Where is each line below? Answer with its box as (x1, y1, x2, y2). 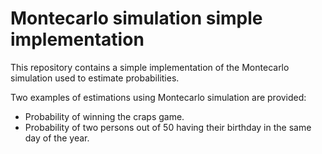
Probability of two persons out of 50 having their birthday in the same (24, 121, 312, 133)
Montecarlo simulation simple (10, 7, 263, 30)
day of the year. (24, 132, 90, 144)
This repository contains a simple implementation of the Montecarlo (10, 61, 290, 73)
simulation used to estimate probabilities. (10, 72, 180, 84)
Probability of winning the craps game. (24, 110, 185, 122)
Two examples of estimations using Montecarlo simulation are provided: (10, 91, 307, 103)
